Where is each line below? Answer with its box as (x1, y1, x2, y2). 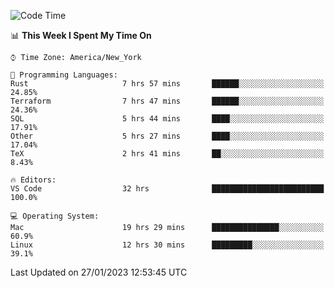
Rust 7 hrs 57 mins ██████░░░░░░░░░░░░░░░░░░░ (10, 79, 325, 89)
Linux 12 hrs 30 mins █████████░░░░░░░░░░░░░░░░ (10, 240, 325, 250)
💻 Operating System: (10, 211, 100, 221)
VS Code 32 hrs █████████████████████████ (10, 184, 325, 194)
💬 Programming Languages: (10, 70, 118, 80)
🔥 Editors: (10, 175, 57, 185)
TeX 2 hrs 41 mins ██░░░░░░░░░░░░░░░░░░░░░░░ (10, 149, 325, 159)
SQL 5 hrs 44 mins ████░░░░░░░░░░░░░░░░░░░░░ (10, 114, 325, 124)
